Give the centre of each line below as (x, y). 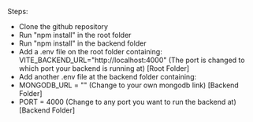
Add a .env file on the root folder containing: (90, 52)
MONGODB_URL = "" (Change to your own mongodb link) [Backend (129, 85)
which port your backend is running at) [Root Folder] (104, 68)
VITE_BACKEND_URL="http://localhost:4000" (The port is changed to (132, 60)
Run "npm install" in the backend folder (82, 43)
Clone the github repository (63, 26)
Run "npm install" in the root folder (75, 35)
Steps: (18, 11)
